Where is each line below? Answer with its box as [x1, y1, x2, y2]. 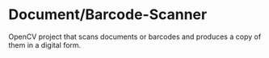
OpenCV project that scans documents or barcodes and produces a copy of [8, 32, 262, 41]
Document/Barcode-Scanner [8, 6, 208, 24]
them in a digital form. [8, 40, 82, 49]
